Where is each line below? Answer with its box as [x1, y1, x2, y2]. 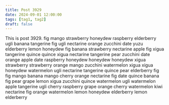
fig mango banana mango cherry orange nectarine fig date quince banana [5, 73, 159, 79]
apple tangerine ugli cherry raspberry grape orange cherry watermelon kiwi [5, 84, 163, 90]
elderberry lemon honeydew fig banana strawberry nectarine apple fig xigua [5, 46, 164, 52]
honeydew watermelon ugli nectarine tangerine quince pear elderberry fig [5, 68, 159, 74]
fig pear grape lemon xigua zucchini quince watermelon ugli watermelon [5, 78, 156, 84]
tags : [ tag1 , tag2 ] [5, 17, 46, 22]
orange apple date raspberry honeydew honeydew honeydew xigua [5, 57, 146, 63]
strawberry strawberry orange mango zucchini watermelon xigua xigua [5, 62, 153, 68]
